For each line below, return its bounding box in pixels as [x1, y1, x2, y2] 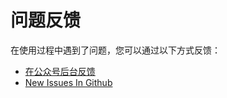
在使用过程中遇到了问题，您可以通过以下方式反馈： [10, 44, 221, 56]
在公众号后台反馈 [24, 65, 96, 77]
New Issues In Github [24, 76, 113, 88]
